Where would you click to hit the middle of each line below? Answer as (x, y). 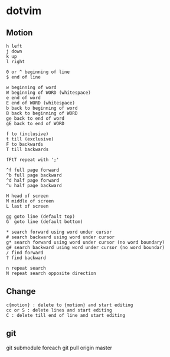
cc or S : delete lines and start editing (59, 310)
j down (14, 51)
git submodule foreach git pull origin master (59, 348)
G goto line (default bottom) (45, 222)
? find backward (26, 258)
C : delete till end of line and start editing (66, 315)
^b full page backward (34, 175)
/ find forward (25, 253)
